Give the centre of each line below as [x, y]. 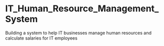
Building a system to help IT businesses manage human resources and [78, 33]
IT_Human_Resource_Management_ [82, 9]
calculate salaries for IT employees [42, 38]
